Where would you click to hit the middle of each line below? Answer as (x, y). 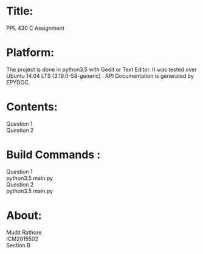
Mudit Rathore (24, 232)
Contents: (32, 107)
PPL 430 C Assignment (36, 28)
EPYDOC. (18, 82)
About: (24, 215)
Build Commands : (53, 155)
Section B (18, 245)
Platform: (30, 53)
